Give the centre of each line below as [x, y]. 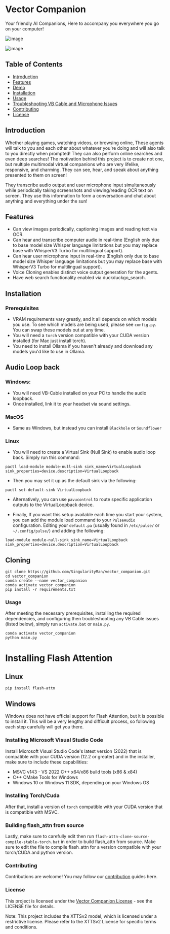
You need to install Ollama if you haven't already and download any [82, 346]
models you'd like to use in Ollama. [49, 352]
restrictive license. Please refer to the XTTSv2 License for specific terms [81, 921]
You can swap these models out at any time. [59, 330]
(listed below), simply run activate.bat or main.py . [58, 624]
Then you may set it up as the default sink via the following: [74, 481]
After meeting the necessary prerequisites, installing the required [73, 613]
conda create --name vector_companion [46, 581]
